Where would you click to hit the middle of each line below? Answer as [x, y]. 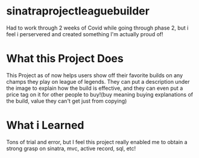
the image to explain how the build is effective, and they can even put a [95, 88]
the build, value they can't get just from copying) [67, 101]
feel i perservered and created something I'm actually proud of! [85, 34]
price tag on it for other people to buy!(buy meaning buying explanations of [100, 94]
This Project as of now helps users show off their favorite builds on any [94, 75]
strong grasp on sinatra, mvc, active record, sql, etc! [71, 148]
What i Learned [45, 125]
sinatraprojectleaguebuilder [78, 11]
